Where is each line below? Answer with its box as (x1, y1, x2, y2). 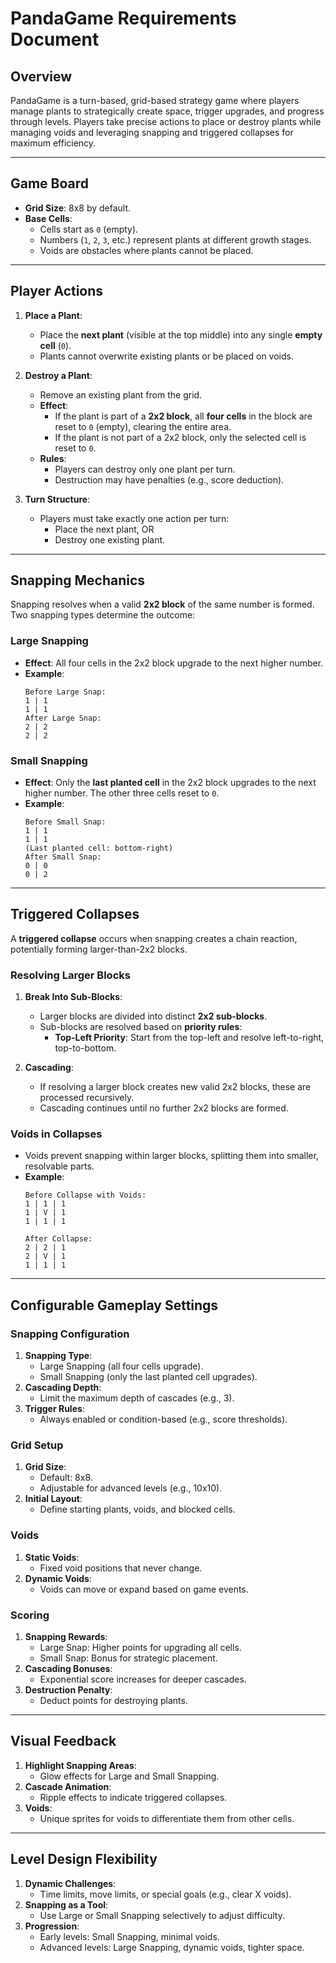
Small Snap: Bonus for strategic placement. (39, 1652, 218, 1664)
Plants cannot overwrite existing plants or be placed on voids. (39, 350, 294, 362)
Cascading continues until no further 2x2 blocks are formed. (39, 1102, 289, 1114)
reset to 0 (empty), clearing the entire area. (54, 420, 232, 432)
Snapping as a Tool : (24, 1898, 109, 1911)
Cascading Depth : (24, 1382, 102, 1394)
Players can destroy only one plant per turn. (54, 463, 236, 475)
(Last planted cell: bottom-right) (24, 843, 174, 854)
